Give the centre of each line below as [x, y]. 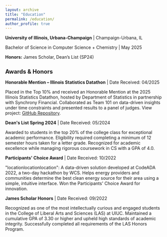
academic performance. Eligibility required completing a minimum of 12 [78, 138]
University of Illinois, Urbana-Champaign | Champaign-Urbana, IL [74, 38]
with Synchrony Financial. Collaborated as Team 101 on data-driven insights [83, 103]
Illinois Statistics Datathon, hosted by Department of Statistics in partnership [83, 97]
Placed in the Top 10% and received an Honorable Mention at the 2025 [78, 92]
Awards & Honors [29, 71]
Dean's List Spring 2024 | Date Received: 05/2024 [58, 123]
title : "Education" [25, 14]
